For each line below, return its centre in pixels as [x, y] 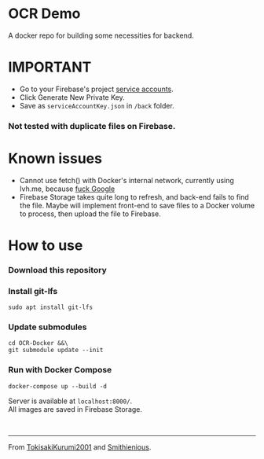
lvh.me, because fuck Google [67, 189]
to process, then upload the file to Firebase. [90, 214]
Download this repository [58, 270]
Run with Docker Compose [60, 370]
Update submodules [48, 327]
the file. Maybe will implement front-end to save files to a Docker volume [137, 205]
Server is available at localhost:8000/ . [70, 401]
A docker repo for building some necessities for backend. [101, 35]
